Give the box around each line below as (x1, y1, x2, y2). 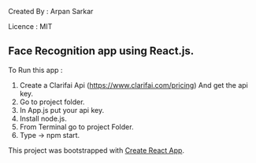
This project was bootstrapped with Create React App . (8, 145, 185, 155)
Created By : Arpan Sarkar (8, 7, 94, 16)
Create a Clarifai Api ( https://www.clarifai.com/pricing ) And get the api (19, 80, 248, 89)
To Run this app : (8, 65, 63, 74)
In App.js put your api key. (19, 105, 105, 114)
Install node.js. (19, 114, 67, 123)
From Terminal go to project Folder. (19, 121, 134, 132)
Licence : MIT (8, 22, 53, 31)
